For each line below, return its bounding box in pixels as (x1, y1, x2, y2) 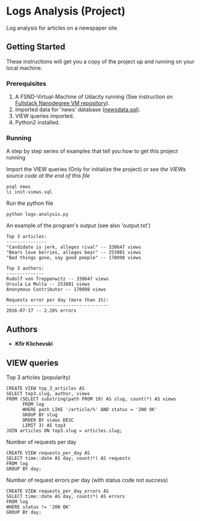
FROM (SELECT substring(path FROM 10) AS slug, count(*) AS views (6, 396, 177, 402)
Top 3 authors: (6, 265, 45, 271)
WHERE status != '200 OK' (6, 503, 71, 510)
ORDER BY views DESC (22, 417, 74, 423)
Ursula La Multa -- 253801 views (6, 281, 90, 288)
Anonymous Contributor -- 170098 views (6, 286, 107, 293)
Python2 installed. (14, 119, 60, 126)
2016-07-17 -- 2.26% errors (6, 308, 77, 314)
